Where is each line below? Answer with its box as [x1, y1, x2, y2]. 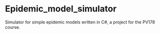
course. [5, 24, 20, 30]
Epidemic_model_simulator [5, 3, 117, 14]
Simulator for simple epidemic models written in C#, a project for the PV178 [5, 19, 155, 25]
